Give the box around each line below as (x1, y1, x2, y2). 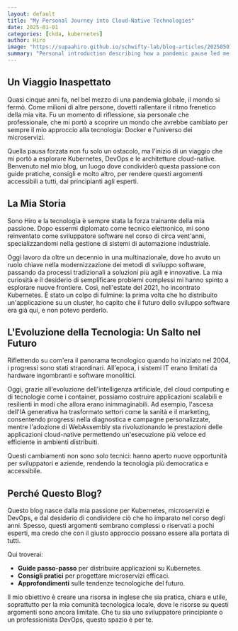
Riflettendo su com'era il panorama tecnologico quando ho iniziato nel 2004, (7, 356, 231, 365)
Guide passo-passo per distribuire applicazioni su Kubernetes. (17, 564, 202, 573)
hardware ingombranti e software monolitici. (7, 371, 137, 380)
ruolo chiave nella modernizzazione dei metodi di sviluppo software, (7, 260, 207, 269)
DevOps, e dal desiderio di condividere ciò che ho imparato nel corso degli (7, 514, 225, 522)
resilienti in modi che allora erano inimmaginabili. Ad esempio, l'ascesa (7, 400, 214, 409)
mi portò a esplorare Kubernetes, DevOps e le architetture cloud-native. (7, 154, 217, 163)
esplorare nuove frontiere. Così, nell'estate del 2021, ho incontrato (7, 283, 200, 291)
